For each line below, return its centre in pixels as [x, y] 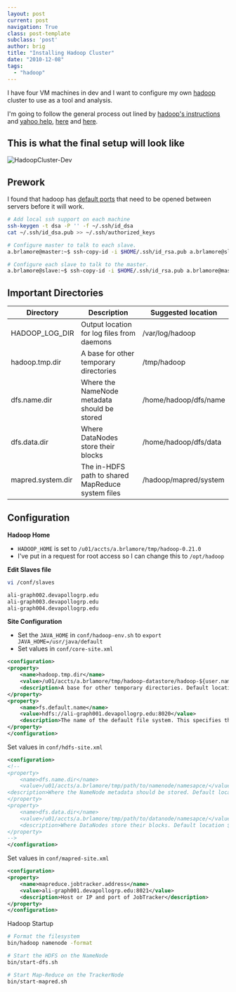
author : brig [26, 46]
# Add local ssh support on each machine [69, 220]
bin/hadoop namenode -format [50, 943]
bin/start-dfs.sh [33, 962]
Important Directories [55, 293]
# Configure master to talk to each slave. [72, 245]
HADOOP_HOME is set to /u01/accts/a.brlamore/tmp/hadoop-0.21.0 [109, 548]
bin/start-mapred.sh [38, 981]
